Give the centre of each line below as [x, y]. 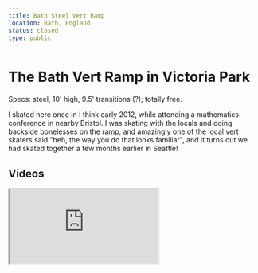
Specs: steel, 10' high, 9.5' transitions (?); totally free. [96, 99]
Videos [26, 173]
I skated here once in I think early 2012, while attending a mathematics [124, 115]
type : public [30, 38]
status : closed [33, 30]
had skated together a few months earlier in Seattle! [93, 149]
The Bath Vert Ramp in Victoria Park [129, 77]
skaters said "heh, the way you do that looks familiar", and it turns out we [128, 140]
